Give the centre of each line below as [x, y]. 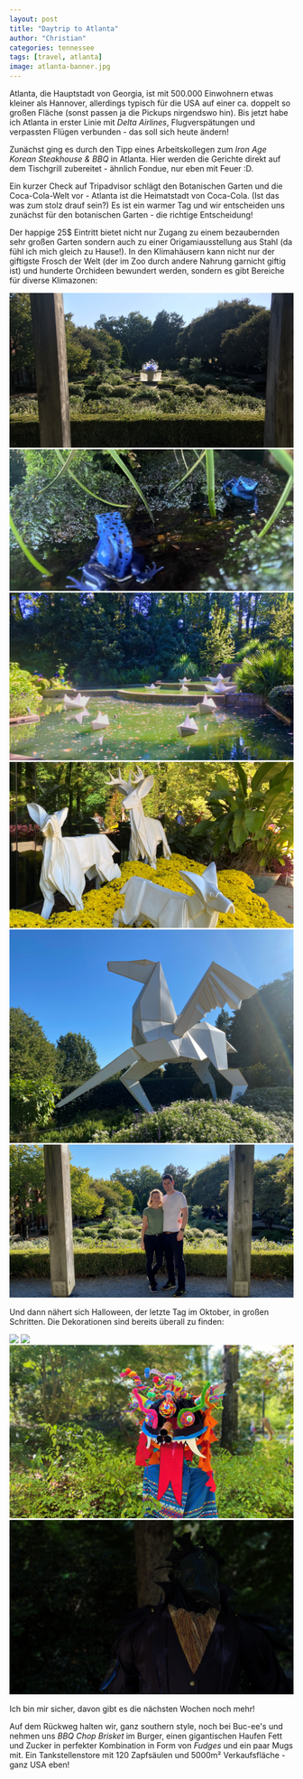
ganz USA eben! [40, 1765]
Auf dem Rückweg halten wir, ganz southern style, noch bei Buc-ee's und [147, 1727]
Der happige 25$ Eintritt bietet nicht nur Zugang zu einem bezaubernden [144, 232]
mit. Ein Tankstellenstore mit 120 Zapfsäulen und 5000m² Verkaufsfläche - [147, 1756]
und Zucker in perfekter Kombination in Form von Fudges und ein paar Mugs [151, 1746]
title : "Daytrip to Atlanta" [64, 28]
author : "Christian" [48, 38]
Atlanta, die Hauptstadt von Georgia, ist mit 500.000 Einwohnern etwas [141, 93]
